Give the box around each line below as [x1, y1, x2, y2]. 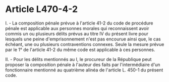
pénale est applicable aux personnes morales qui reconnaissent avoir [5, 25, 150, 31]
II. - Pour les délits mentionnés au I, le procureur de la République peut [5, 56, 152, 62]
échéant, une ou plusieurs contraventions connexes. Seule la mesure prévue [5, 41, 164, 47]
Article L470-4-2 [5, 3, 78, 15]
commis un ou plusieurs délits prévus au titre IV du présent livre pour [5, 30, 149, 36]
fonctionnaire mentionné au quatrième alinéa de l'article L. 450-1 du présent [5, 66, 163, 73]
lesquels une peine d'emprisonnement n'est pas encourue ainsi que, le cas [5, 36, 161, 42]
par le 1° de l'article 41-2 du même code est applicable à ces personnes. [5, 46, 155, 52]
